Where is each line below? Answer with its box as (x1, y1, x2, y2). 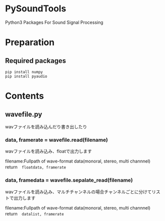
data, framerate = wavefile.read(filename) (5, 136, 108, 143)
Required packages (5, 56, 66, 65)
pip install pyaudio (5, 74, 48, 79)
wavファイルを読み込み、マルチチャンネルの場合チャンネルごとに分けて (5, 189, 152, 195)
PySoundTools (5, 3, 67, 14)
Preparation (5, 37, 55, 48)
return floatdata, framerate (5, 164, 67, 170)
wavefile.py (5, 110, 42, 118)
